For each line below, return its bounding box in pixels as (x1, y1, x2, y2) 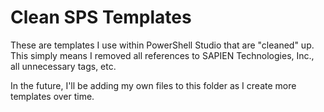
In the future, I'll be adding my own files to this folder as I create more (10, 79, 297, 91)
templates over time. (10, 90, 95, 102)
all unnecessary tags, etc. (10, 60, 117, 72)
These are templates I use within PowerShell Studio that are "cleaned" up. (10, 39, 315, 51)
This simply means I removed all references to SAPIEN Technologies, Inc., (10, 49, 315, 61)
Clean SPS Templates (10, 6, 192, 29)
